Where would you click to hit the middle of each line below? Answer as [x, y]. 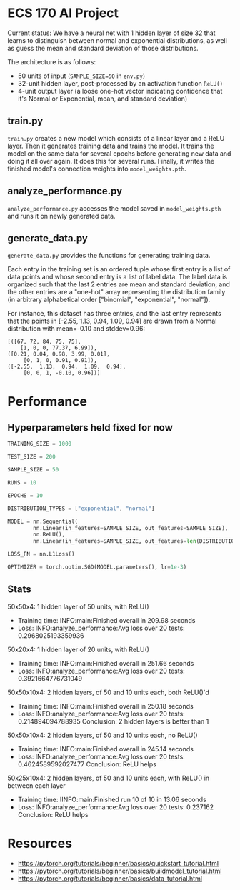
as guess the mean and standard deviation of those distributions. [103, 48]
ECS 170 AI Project [63, 13]
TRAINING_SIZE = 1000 [40, 444]
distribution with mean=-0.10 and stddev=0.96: [76, 329]
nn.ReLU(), [49, 535]
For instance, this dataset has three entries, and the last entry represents [114, 314]
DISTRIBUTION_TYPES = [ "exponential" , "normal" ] [81, 509]
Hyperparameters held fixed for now [90, 427]
